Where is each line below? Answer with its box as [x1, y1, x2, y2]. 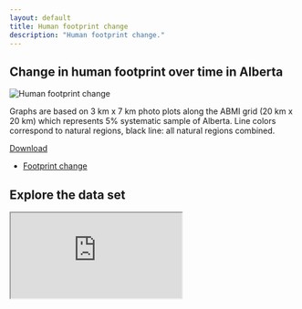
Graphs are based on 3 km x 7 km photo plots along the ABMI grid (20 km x [9, 106, 294, 117]
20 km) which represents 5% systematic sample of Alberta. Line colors [9, 116, 276, 127]
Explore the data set [9, 187, 126, 202]
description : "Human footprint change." [9, 30, 166, 39]
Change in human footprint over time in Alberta [9, 64, 284, 79]
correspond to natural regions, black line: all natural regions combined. [9, 125, 276, 137]
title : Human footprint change [9, 22, 129, 31]
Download [9, 143, 48, 154]
